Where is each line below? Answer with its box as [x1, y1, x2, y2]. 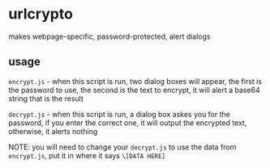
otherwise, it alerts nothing [8, 126, 98, 136]
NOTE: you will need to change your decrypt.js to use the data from [8, 142, 237, 152]
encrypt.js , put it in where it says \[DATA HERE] [8, 150, 166, 160]
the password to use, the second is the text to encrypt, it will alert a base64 [8, 85, 261, 94]
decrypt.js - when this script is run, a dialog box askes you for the [8, 109, 231, 119]
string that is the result [8, 94, 84, 103]
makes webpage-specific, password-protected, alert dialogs [8, 31, 211, 41]
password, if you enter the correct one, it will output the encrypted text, [8, 118, 247, 128]
